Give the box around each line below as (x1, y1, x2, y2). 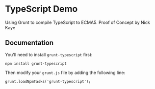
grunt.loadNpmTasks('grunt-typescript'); (5, 79, 91, 84)
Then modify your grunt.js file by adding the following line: (5, 70, 126, 75)
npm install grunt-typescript (5, 61, 67, 66)
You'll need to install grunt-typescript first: (5, 52, 93, 57)
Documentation (5, 39, 54, 47)
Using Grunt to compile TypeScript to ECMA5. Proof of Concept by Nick (5, 19, 151, 25)
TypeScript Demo (5, 3, 78, 15)
